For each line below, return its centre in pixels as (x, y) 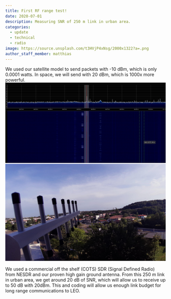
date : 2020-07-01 (24, 16)
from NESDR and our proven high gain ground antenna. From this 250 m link (85, 275)
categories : (18, 27)
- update (19, 32)
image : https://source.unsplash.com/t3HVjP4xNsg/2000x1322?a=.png (77, 48)
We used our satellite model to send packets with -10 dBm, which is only (81, 69)
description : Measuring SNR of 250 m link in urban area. (68, 21)
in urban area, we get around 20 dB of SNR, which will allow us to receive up (85, 280)
